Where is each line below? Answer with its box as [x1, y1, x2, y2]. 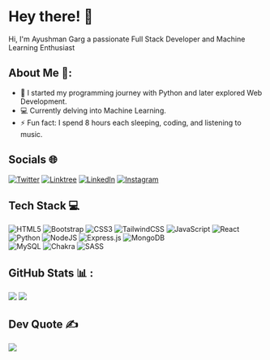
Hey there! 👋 [8, 7, 93, 26]
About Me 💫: [8, 66, 73, 80]
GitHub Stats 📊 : [8, 266, 94, 280]
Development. [19, 96, 67, 106]
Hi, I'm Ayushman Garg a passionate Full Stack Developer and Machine [8, 34, 246, 44]
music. [19, 129, 43, 139]
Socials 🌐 [8, 153, 58, 167]
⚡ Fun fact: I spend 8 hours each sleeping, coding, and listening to [19, 118, 242, 127]
